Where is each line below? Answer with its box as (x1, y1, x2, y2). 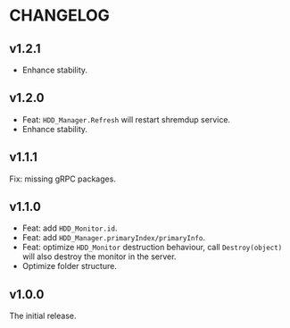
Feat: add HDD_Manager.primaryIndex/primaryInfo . (21, 232, 205, 243)
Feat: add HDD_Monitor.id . (21, 223, 118, 233)
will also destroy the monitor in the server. (21, 251, 177, 262)
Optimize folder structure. (21, 261, 118, 272)
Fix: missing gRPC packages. (9, 173, 116, 184)
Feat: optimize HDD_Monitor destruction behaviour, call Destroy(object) (21, 242, 283, 253)
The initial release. (9, 310, 77, 322)
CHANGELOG (9, 5, 110, 26)
